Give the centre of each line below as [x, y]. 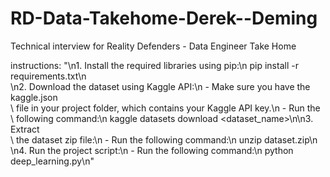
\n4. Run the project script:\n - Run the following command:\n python [152, 150]
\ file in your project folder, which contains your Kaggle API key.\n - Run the [165, 108]
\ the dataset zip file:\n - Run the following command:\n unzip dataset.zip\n [164, 139]
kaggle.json [34, 97]
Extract [25, 129]
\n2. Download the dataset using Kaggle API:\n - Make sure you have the [160, 86]
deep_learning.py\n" [52, 161]
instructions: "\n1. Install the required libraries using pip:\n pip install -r [154, 65]
